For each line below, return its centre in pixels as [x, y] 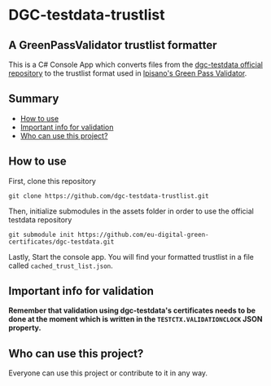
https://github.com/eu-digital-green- [143, 235]
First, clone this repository [52, 181]
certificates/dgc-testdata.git [61, 242]
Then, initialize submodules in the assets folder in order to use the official [131, 211]
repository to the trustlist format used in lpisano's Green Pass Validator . [128, 73]
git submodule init [42, 235]
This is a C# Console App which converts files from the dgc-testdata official [135, 64]
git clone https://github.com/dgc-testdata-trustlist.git [109, 196]
